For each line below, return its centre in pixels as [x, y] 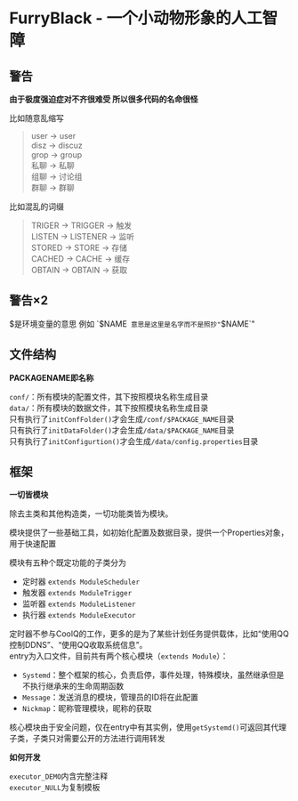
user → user [53, 136]
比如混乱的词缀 [36, 206]
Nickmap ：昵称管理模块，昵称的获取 [87, 708]
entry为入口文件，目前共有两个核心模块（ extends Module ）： [119, 656]
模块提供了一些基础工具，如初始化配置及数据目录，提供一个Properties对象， [149, 533]
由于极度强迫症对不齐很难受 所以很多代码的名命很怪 [104, 99]
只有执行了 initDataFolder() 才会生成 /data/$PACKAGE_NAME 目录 [122, 430]
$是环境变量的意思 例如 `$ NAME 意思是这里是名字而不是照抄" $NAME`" [132, 324]
